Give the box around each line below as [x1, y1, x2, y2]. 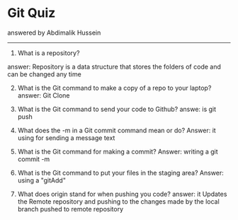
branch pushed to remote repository [17, 204, 124, 213]
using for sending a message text [17, 133, 115, 142]
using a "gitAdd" [17, 175, 66, 185]
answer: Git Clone [17, 91, 70, 100]
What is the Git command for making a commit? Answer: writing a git [17, 147, 218, 156]
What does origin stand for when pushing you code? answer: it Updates [17, 190, 227, 198]
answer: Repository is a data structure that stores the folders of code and [7, 62, 222, 71]
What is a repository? [17, 48, 80, 57]
